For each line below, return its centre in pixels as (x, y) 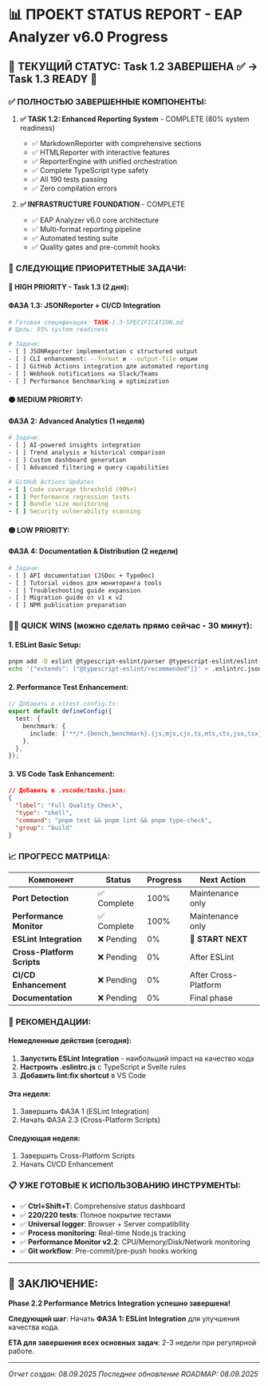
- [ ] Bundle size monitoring (59, 504)
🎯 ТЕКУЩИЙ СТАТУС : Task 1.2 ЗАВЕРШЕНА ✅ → (133, 67)
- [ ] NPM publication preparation (67, 605)
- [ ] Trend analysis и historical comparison (87, 453)
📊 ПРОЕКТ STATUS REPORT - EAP (126, 15)
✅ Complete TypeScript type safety (90, 170)
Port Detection (41, 898)
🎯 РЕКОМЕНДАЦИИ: (50, 1022)
